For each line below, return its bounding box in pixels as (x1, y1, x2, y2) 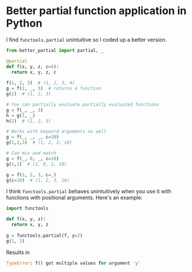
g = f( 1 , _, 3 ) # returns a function (6, 85, 101, 92)
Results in (6, 248, 30, 256)
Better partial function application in (6, 4, 187, 18)
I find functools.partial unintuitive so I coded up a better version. (6, 36, 167, 43)
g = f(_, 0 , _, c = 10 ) (6, 155, 59, 161)
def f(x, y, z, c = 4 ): (6, 64, 59, 69)
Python (6, 16, 42, 30)
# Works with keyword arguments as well (6, 128, 107, 135)
